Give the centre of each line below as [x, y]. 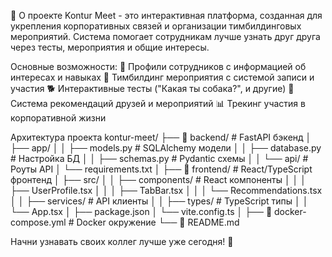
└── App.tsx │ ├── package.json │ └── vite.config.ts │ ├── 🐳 [141, 211]
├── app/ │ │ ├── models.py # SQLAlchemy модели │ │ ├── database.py [166, 148]
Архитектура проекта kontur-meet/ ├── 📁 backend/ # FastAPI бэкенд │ [161, 137]
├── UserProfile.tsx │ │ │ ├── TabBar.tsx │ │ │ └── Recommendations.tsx [166, 190]
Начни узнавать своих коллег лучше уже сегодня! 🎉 [122, 241]
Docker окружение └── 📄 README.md [158, 222]
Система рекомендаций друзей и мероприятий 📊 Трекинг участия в [158, 103]
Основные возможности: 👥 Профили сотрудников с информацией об [158, 66]
